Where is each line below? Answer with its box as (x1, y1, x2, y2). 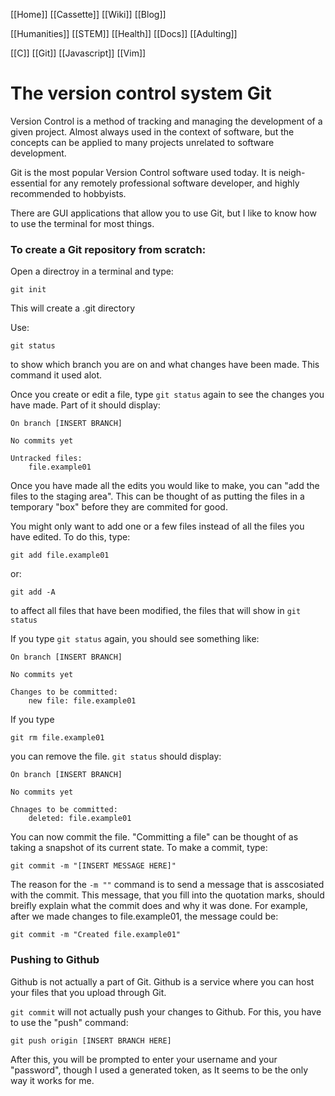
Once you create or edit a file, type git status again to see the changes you (10, 389, 325, 401)
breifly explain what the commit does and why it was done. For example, (10, 900, 308, 912)
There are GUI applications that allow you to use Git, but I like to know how (10, 207, 317, 219)
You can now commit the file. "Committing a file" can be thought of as (10, 831, 299, 843)
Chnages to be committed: (10, 805, 118, 815)
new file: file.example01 (28, 696, 137, 706)
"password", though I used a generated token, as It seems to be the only (10, 1064, 309, 1076)
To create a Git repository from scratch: (10, 242, 207, 256)
